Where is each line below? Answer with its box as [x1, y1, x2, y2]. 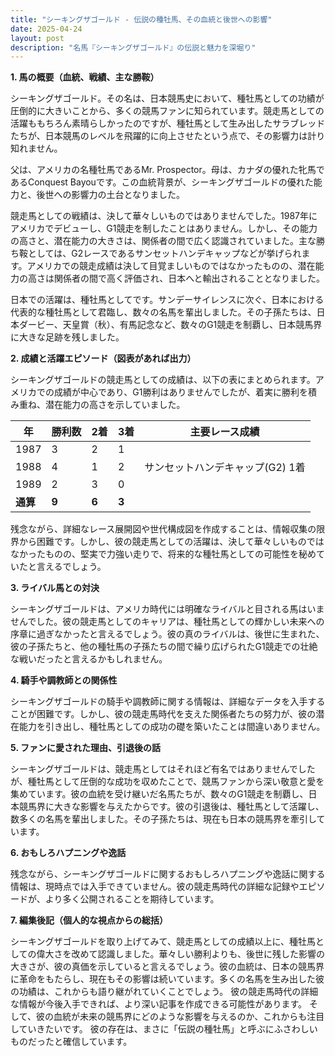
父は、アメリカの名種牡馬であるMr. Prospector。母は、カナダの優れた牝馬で [10, 164, 325, 176]
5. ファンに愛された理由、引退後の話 [10, 742, 161, 754]
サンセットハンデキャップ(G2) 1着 [144, 461, 306, 475]
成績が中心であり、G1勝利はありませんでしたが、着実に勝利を [53, 386, 309, 398]
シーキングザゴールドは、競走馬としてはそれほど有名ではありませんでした [10, 763, 316, 775]
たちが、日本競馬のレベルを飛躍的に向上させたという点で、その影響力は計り [10, 130, 326, 142]
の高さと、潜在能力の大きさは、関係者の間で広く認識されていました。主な [10, 235, 317, 247]
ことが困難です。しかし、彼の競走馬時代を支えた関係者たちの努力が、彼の [10, 708, 317, 720]
